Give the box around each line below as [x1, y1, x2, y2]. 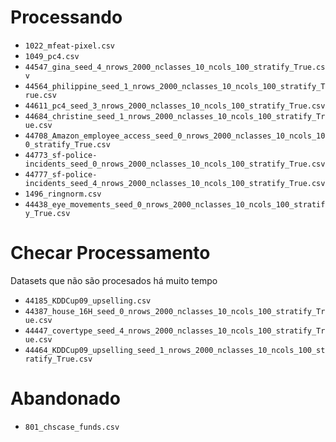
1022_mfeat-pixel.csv [24, 41, 115, 51]
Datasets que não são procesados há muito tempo [10, 274, 218, 286]
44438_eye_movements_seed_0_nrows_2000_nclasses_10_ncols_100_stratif [24, 199, 326, 210]
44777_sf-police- [24, 169, 98, 180]
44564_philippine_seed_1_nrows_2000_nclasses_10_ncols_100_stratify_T [24, 81, 326, 91]
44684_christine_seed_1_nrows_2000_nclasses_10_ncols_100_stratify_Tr [24, 111, 326, 121]
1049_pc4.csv [24, 51, 80, 61]
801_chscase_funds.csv [24, 422, 120, 432]
